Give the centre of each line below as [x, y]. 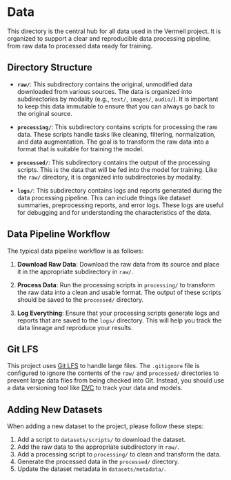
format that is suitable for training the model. [80, 148]
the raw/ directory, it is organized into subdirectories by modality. [109, 177]
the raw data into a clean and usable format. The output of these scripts [119, 292]
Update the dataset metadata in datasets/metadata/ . [92, 469]
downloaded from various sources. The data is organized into [104, 91]
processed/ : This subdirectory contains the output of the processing [113, 162]
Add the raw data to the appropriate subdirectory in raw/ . [98, 447]
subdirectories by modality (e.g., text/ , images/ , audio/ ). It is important [118, 99]
